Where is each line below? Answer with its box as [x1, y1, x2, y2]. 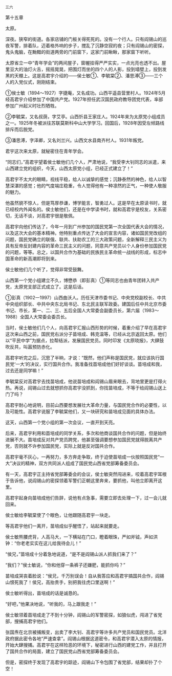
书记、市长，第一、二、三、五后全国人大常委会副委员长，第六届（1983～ [5, 308, 159, 313]
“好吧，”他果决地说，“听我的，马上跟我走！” [5, 601, 96, 607]
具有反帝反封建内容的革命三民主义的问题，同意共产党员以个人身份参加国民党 [5, 243, 167, 249]
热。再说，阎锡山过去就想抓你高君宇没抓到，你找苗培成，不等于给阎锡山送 [5, 385, 162, 390]
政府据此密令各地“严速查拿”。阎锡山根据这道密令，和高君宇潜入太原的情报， [5, 636, 166, 641]
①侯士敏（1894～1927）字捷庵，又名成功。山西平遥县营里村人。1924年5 [5, 90, 161, 96]
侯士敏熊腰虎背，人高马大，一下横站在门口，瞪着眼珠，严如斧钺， [5, 534, 144, 540]
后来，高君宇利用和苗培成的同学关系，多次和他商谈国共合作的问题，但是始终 [5, 430, 167, 436]
